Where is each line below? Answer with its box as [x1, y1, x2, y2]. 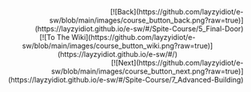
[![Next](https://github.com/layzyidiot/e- [110, 58, 244, 67]
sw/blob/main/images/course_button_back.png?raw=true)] [49, 15, 244, 25]
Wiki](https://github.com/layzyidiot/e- [71, 33, 196, 42]
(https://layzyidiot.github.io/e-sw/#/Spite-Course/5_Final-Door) [34, 24, 244, 34]
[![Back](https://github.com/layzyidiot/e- [110, 7, 244, 16]
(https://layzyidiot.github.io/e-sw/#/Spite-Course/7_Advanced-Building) [8, 75, 244, 84]
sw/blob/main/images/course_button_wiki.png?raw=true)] [22, 41, 213, 50]
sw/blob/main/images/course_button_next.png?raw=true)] [50, 66, 244, 76]
